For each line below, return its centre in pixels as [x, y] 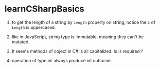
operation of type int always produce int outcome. [62, 60]
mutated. [21, 41]
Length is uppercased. [34, 27]
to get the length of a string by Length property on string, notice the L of [83, 22]
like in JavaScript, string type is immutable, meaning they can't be [78, 37]
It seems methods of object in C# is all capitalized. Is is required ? [77, 51]
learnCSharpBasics [44, 9]
